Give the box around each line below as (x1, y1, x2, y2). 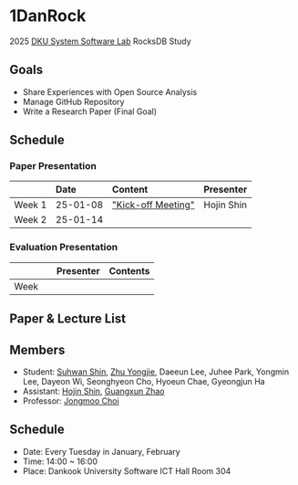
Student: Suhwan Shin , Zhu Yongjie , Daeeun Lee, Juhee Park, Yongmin (22, 366, 290, 377)
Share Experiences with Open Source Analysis (22, 86, 198, 97)
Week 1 (14, 198, 47, 211)
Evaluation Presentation (9, 241, 118, 254)
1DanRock (9, 5, 87, 26)
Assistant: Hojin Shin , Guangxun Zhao (22, 385, 165, 396)
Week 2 (14, 214, 47, 227)
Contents (108, 264, 150, 277)
